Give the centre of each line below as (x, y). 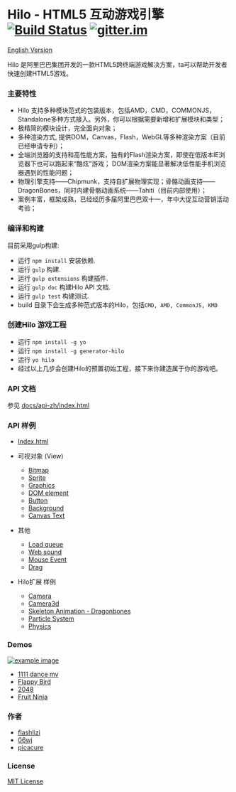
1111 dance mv (38, 674)
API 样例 (22, 426)
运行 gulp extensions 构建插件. (63, 278)
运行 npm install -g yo (52, 341)
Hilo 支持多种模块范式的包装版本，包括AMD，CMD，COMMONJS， (117, 110)
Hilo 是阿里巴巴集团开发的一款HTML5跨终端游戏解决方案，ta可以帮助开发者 (118, 64)
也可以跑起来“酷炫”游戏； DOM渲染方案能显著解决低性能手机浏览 (131, 164)
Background (46, 508)
